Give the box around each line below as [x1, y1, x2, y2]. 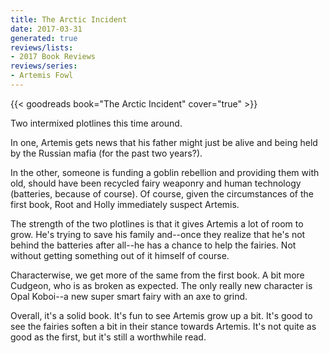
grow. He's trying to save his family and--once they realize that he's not [10, 228, 306, 240]
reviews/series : [10, 61, 78, 71]
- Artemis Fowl [10, 71, 74, 81]
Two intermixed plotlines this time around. [10, 117, 183, 129]
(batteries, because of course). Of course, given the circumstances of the [10, 187, 314, 200]
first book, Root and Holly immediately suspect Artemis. [10, 198, 240, 210]
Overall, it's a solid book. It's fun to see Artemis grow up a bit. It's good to [10, 309, 313, 321]
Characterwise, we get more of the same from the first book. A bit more [10, 269, 305, 281]
